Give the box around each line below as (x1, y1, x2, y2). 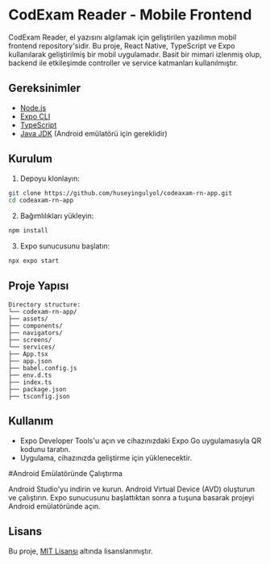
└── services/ (8, 343, 56, 351)
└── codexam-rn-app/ (8, 307, 78, 315)
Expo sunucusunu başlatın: (19, 241, 110, 251)
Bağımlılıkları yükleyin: (19, 211, 94, 221)
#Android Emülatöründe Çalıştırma (8, 468, 123, 478)
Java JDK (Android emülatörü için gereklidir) (19, 128, 168, 138)
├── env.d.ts (8, 371, 52, 379)
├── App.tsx (8, 349, 48, 358)
